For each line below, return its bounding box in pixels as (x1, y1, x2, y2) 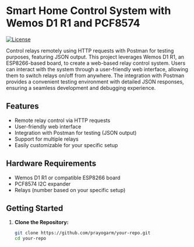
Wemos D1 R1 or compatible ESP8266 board (14, 174, 121, 181)
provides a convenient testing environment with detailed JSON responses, (6, 78, 185, 85)
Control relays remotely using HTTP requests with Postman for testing (6, 47, 174, 54)
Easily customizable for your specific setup (14, 141, 118, 148)
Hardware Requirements (6, 159, 97, 169)
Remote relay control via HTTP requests (14, 117, 111, 124)
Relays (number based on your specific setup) (14, 186, 126, 193)
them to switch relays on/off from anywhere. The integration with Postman (6, 72, 185, 79)
